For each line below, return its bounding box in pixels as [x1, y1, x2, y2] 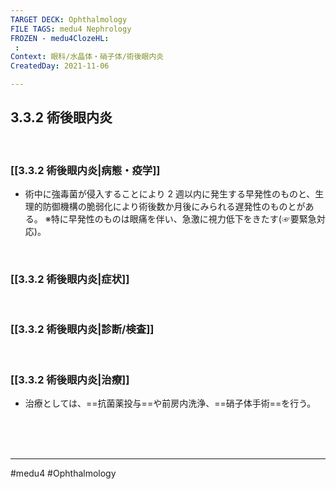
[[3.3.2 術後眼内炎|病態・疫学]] [10, 163, 161, 177]
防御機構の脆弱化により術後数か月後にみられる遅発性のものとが [42, 201, 306, 213]
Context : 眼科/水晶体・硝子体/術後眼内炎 [10, 52, 165, 62]
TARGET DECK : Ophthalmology [10, 14, 128, 25]
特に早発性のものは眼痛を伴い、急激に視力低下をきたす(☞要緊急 [50, 213, 317, 225]
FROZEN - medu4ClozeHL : [10, 33, 110, 43]
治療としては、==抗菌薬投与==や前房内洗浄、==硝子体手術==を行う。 [24, 397, 317, 409]
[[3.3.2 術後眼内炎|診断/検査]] [10, 322, 155, 336]
